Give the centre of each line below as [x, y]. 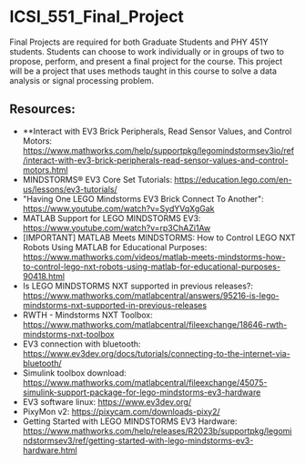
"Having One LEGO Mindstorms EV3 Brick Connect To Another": [143, 198]
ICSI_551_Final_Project [97, 17]
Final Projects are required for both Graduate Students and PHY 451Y [139, 42]
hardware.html [50, 450]
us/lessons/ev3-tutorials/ [70, 189]
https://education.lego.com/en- [233, 179]
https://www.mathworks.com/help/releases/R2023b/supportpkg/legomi [157, 430]
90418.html [44, 276]
